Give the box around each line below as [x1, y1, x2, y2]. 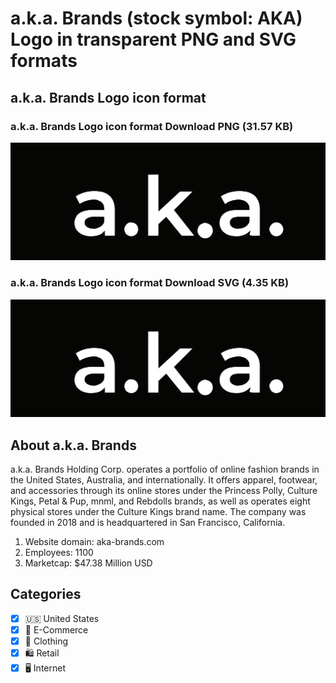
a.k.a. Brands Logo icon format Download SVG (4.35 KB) [10, 276, 290, 290]
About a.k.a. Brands [10, 437, 137, 454]
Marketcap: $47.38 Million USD [24, 557, 153, 569]
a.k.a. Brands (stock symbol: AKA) [10, 7, 303, 30]
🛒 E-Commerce [24, 623, 89, 636]
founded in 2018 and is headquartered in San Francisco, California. [10, 516, 286, 528]
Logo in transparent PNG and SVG [10, 28, 297, 51]
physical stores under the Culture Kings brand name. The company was [10, 505, 307, 517]
